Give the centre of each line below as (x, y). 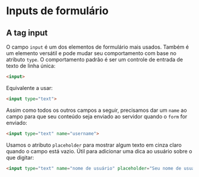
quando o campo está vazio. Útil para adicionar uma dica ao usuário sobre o (99, 151)
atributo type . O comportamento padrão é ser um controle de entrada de (95, 59)
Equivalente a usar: (30, 88)
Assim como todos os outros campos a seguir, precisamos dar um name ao (97, 110)
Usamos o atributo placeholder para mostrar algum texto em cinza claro (94, 145)
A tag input (27, 33)
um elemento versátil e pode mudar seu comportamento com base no (91, 53)
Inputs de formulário (57, 11)
